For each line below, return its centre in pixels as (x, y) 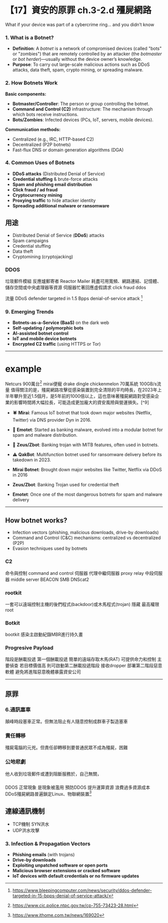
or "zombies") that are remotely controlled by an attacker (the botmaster (87, 54)
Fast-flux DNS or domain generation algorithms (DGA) (68, 150)
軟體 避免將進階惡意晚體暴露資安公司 (43, 672)
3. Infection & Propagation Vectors (48, 844)
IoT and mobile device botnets (44, 338)
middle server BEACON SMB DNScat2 (50, 579)
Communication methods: (33, 129)
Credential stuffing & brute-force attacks (55, 179)
